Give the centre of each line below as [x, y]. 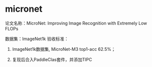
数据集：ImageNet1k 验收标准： [37, 39]
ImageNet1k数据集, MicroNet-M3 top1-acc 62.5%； [64, 49]
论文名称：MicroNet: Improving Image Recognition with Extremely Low [76, 23]
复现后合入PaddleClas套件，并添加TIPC [52, 59]
